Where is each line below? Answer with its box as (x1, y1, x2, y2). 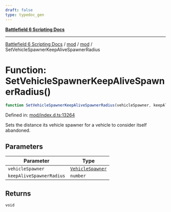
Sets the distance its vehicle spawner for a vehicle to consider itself (5, 122, 147, 128)
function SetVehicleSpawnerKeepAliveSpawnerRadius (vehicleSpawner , (5, 103, 152, 108)
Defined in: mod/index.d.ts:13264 (5, 112, 75, 118)
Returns (5, 189, 32, 198)
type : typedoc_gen (5, 12, 44, 17)
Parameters (5, 142, 43, 151)
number (70, 173, 87, 179)
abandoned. (5, 127, 31, 133)
